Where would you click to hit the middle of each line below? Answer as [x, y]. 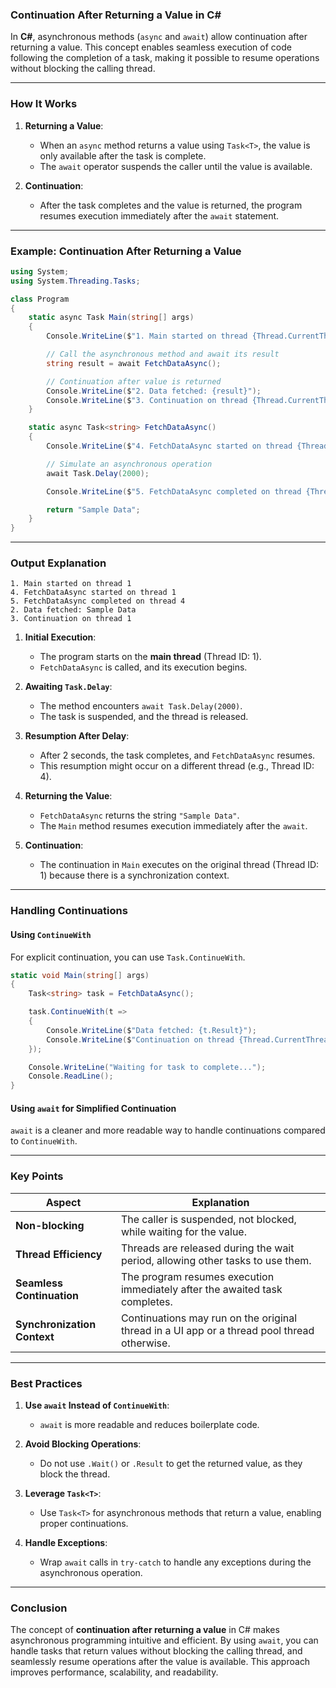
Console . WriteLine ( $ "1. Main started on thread [147, 336]
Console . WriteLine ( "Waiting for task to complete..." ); [147, 1067]
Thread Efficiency [59, 1254]
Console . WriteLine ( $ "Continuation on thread [140, 1039]
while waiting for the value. [183, 1231]
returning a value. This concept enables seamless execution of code [151, 47]
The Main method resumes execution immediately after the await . [173, 826]
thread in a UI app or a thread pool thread [217, 1330]
